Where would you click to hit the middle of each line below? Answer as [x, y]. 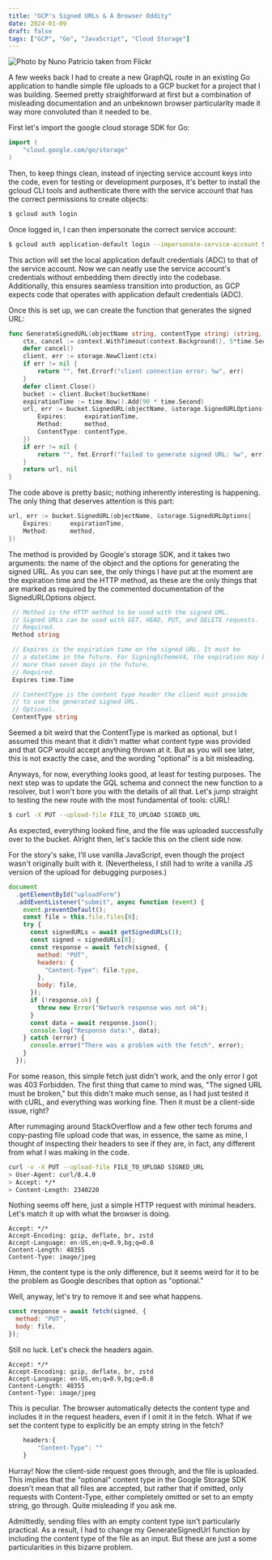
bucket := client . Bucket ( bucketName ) [87, 394]
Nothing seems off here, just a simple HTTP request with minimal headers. [132, 1205]
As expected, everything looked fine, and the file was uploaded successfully [136, 830]
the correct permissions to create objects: [78, 199]
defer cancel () [49, 349]
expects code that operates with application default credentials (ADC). [126, 294]
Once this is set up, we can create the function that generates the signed [130, 310]
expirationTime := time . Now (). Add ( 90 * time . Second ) [114, 402]
